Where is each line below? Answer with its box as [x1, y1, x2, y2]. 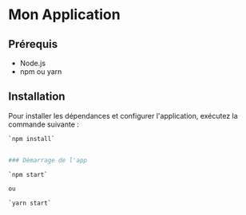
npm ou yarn [19, 67, 62, 76]
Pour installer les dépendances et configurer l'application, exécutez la [8, 111, 238, 120]
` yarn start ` [8, 199, 52, 208]
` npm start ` [8, 170, 48, 178]
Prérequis [8, 37, 58, 51]
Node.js [19, 58, 46, 68]
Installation [8, 90, 65, 104]
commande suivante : [8, 119, 80, 129]
